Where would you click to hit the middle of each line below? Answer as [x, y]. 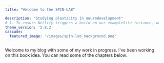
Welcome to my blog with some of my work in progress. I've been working [80, 50]
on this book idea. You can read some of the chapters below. [66, 55]
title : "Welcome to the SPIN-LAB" [40, 9]
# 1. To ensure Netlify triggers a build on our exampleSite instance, [79, 23]
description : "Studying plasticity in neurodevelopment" [64, 18]
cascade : [14, 32]
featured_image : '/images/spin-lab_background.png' [63, 36]
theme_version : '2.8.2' [29, 27]
